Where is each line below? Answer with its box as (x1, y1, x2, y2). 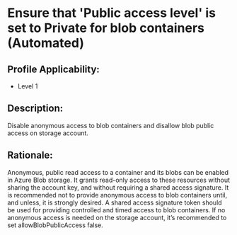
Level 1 (17, 82, 38, 90)
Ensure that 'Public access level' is (7, 5, 216, 21)
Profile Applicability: (7, 63, 100, 75)
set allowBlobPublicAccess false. (7, 221, 104, 229)
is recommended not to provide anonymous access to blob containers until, (7, 190, 228, 199)
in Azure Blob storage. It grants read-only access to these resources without (7, 176, 231, 184)
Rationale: (7, 149, 53, 161)
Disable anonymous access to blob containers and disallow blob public (7, 121, 214, 130)
